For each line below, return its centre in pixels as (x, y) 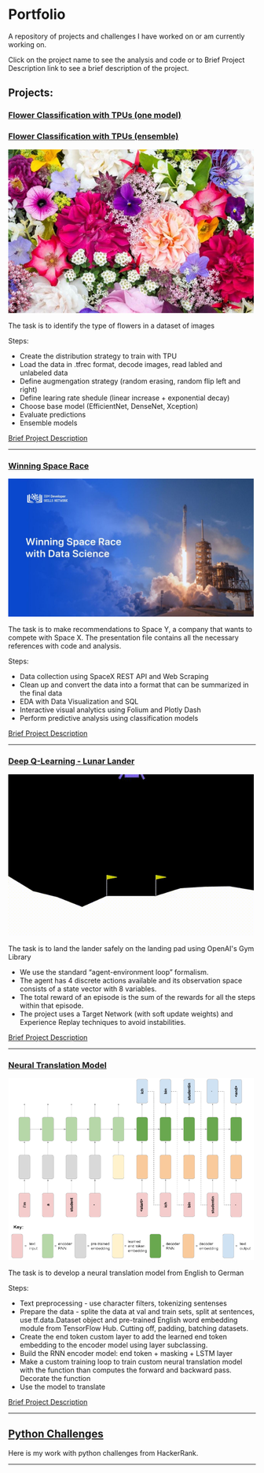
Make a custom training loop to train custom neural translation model (131, 1361)
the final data (41, 693)
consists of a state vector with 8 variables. (88, 989)
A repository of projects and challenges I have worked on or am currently (126, 36)
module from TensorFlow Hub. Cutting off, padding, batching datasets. (134, 1328)
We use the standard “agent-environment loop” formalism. (114, 972)
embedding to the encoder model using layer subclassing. (114, 1345)
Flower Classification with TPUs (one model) (95, 116)
